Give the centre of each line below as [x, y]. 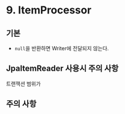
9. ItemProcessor [49, 10]
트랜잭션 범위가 [23, 84]
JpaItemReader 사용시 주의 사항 [62, 69]
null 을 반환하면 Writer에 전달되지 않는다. [62, 48]
